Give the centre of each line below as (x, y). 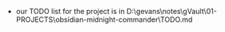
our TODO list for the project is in (70, 11)
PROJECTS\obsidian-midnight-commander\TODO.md (104, 20)
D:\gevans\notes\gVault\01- (172, 11)
